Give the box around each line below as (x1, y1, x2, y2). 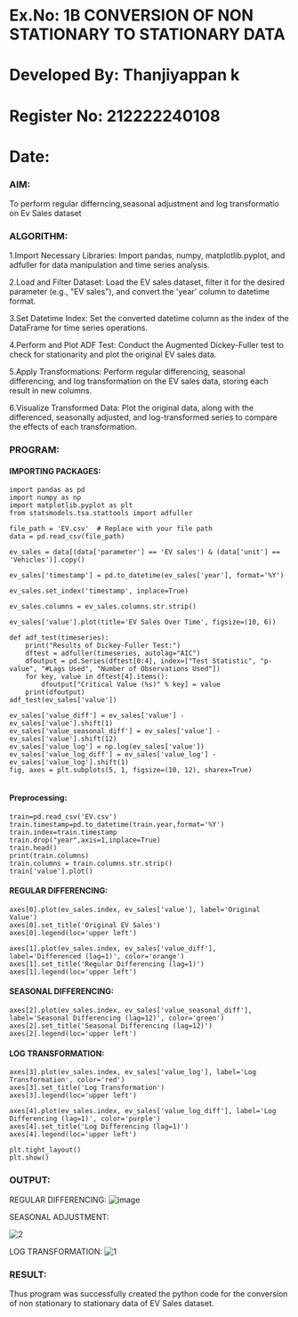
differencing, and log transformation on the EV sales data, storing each (9, 376, 269, 387)
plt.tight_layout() (9, 1145, 82, 1155)
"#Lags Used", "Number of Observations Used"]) (41, 665, 221, 674)
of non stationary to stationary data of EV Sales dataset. (9, 1297, 214, 1308)
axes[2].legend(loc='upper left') (9, 1030, 138, 1038)
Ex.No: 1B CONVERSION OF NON (9, 5, 254, 26)
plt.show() (9, 1153, 50, 1162)
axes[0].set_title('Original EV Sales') (9, 920, 162, 930)
